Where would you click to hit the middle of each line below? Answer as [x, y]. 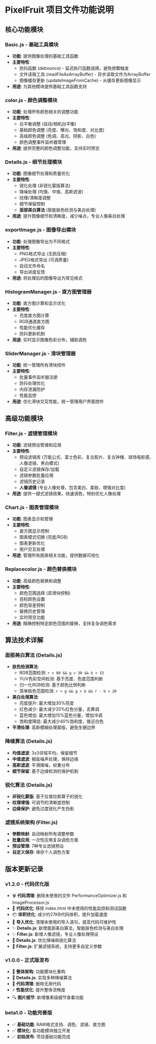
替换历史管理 [32, 611]
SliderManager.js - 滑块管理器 [40, 353]
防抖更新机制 [32, 334]
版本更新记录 [24, 869]
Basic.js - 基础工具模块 [32, 44]
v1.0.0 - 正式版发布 [27, 960]
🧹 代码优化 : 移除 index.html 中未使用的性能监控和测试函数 [69, 908]
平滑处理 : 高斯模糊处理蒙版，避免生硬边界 [54, 727]
